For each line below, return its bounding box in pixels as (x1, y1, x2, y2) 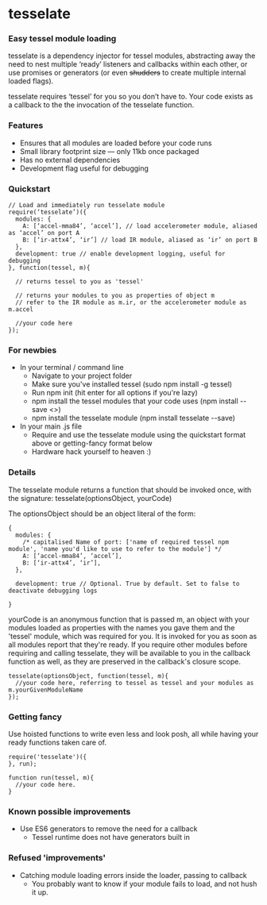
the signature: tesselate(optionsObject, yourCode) (8, 493, 172, 503)
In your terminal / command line (19, 363, 125, 372)
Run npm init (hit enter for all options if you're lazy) (31, 388, 199, 398)
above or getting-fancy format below (31, 438, 153, 449)
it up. (31, 887, 49, 897)
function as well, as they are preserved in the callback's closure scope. (8, 657, 241, 666)
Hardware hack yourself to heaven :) (31, 447, 152, 456)
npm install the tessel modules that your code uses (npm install (31, 396, 238, 406)
